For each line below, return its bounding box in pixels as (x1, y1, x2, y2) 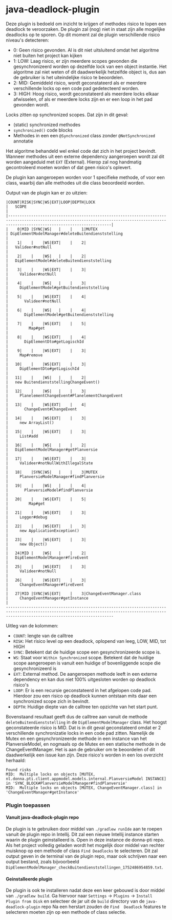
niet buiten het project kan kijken (13, 52, 82, 59)
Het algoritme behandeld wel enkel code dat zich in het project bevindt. (6, 148, 157, 154)
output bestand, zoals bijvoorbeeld (6, 859, 79, 865)
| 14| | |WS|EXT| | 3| (6, 416, 87, 421)
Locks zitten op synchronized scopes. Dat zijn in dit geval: (6, 112, 128, 118)
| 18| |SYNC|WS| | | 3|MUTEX (6, 470, 98, 475)
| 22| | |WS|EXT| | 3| (6, 524, 87, 529)
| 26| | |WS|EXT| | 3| (6, 578, 87, 583)
